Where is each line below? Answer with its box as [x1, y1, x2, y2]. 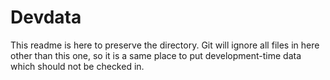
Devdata [10, 6, 82, 29]
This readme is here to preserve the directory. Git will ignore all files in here [10, 39, 320, 51]
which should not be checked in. [10, 60, 145, 72]
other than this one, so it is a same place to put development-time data [10, 49, 302, 61]
